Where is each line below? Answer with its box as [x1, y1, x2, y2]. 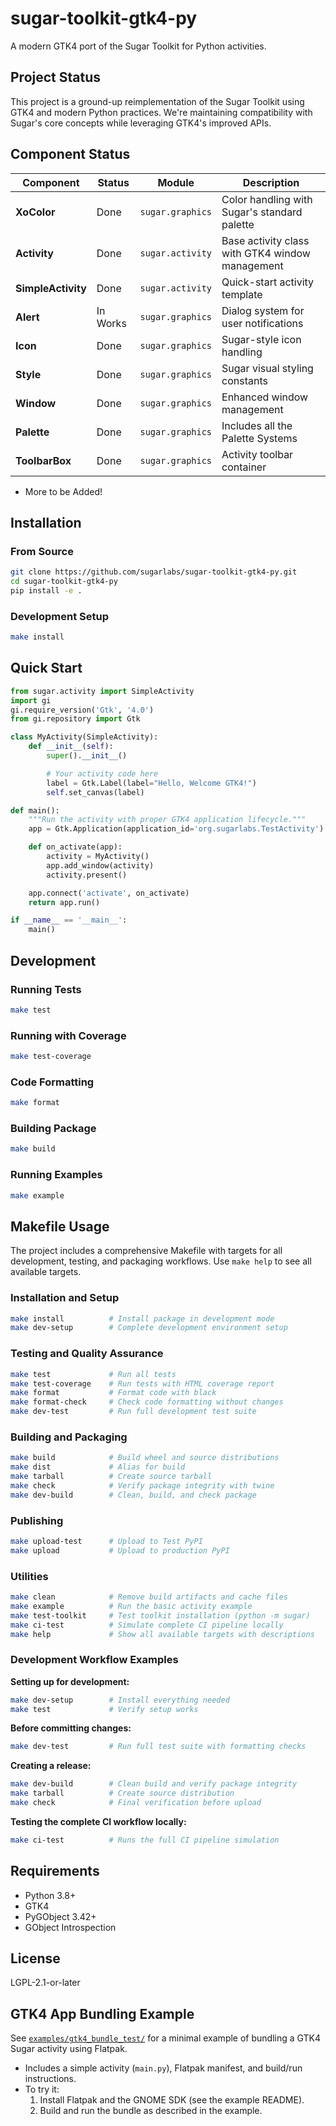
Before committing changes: [10, 1722, 132, 1734]
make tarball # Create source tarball [10, 1472, 213, 1482]
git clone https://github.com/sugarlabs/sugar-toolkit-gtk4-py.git [10, 567, 298, 577]
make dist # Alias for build [10, 1462, 186, 1472]
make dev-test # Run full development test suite [10, 1407, 257, 1417]
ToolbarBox [15, 453, 72, 467]
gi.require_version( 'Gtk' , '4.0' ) [10, 705, 155, 715]
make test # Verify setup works [10, 1704, 199, 1714]
